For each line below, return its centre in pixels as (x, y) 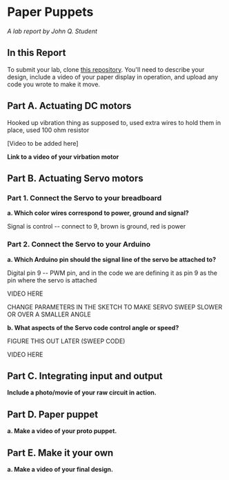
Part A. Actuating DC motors (69, 106)
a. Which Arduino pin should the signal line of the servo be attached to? (112, 259)
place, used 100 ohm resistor (48, 130)
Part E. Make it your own (60, 453)
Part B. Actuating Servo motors (75, 178)
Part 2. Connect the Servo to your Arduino (79, 244)
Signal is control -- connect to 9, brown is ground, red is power (97, 227)
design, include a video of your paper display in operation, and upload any (113, 77)
